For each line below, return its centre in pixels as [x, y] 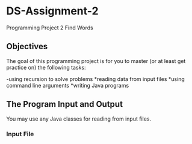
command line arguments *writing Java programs [68, 85]
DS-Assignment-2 [52, 11]
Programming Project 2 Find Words [50, 28]
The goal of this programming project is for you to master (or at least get [96, 61]
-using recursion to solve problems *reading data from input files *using [95, 79]
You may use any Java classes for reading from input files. [79, 119]
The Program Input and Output [65, 104]
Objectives [27, 46]
